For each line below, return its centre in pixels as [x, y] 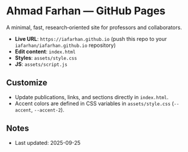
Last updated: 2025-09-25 [47, 142]
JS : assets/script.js [41, 64]
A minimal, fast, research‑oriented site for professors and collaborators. [94, 27]
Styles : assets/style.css [46, 58]
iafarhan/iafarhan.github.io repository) [65, 45]
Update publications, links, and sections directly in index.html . [92, 97]
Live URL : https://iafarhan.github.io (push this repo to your [91, 39]
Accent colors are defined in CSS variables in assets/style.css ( [94, 103]
